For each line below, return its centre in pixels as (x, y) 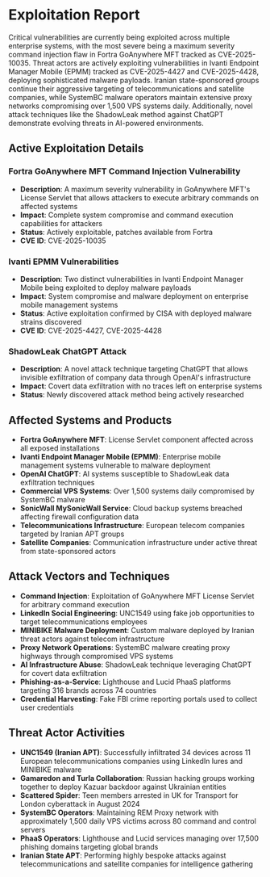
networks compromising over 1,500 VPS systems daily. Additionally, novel (131, 106)
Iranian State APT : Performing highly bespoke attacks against (123, 855)
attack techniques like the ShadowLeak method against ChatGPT (116, 114)
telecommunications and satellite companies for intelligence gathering (137, 864)
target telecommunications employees (83, 621)
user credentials (47, 707)
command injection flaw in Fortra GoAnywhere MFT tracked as (112, 54)
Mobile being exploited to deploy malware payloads (106, 287)
